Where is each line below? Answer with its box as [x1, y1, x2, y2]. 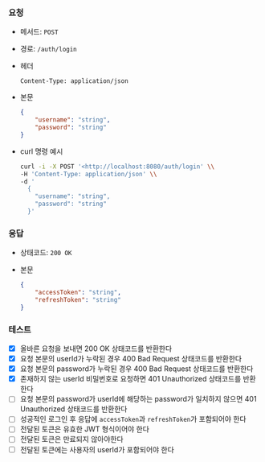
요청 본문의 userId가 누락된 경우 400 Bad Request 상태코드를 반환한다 [19, 354, 243, 364]
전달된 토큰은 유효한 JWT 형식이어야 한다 [19, 424, 150, 434]
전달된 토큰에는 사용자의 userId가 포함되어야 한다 [19, 444, 174, 454]
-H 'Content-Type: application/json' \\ [19, 170, 157, 178]
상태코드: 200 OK [19, 248, 72, 258]
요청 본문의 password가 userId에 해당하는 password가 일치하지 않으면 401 [19, 394, 257, 404]
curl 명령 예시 [19, 146, 63, 156]
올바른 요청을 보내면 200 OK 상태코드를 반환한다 [19, 344, 173, 353]
